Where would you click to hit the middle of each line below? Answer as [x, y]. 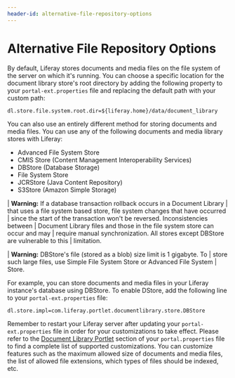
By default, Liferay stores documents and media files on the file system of [114, 68]
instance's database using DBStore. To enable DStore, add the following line [117, 290]
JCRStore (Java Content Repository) [70, 182]
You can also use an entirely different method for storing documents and [112, 124]
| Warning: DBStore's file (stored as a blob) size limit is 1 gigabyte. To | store [117, 254]
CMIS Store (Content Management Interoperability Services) [105, 159]
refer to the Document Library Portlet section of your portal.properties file [116, 339]
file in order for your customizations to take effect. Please [136, 331]
